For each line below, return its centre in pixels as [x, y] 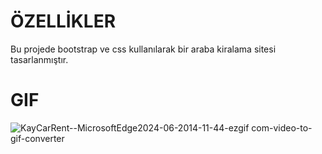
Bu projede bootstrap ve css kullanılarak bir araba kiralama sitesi [143, 49]
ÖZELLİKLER [63, 21]
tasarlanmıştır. [39, 59]
